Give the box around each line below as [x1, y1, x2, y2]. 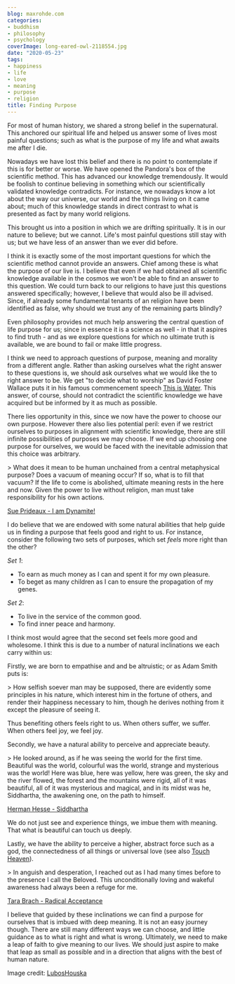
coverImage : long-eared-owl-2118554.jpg [7, 43, 128, 50]
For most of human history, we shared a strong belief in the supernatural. [7, 121, 219, 129]
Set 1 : [7, 556, 23, 565]
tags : [7, 56, 23, 63]
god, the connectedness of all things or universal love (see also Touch [7, 847, 210, 855]
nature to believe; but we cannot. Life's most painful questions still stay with [7, 230, 227, 239]
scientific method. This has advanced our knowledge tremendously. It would [7, 172, 228, 180]
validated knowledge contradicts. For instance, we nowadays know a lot [7, 187, 215, 196]
